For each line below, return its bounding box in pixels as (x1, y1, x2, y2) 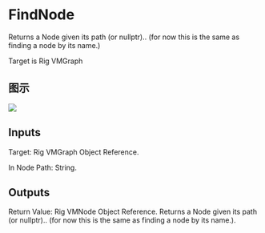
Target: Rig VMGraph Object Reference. (8, 147, 139, 157)
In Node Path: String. (8, 163, 78, 172)
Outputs (8, 186, 50, 199)
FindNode (8, 6, 74, 24)
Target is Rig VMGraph (8, 56, 83, 66)
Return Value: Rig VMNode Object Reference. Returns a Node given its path (8, 207, 258, 217)
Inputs (8, 126, 42, 139)
